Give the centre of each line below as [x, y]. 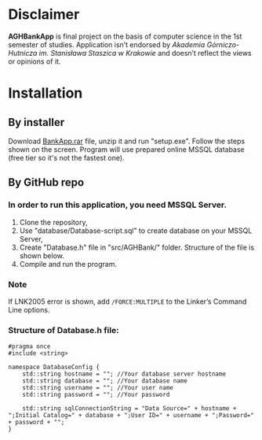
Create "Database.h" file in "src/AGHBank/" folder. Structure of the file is [137, 247]
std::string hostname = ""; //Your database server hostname [124, 374]
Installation [45, 93]
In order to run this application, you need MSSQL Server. [118, 205]
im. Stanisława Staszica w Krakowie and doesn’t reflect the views [146, 53]
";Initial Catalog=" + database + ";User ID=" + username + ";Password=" [131, 416]
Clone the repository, [53, 222]
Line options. [29, 309]
